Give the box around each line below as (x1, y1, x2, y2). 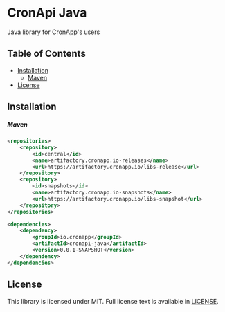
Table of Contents (7, 48, 87, 59)
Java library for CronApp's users (7, 28, 100, 36)
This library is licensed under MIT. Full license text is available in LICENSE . (7, 297, 219, 305)
